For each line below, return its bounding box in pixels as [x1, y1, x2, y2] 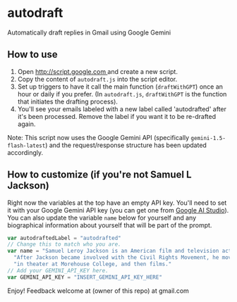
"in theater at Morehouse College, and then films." [13, 260, 172, 268]
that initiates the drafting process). [17, 97, 119, 106]
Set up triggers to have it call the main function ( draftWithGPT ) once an [17, 82, 224, 91]
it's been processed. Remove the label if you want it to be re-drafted [17, 112, 217, 120]
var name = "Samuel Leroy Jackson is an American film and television [7, 248, 219, 255]
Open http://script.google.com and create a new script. [17, 67, 178, 75]
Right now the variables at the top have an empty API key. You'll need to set [7, 199, 227, 207]
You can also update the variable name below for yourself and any [7, 213, 197, 222]
